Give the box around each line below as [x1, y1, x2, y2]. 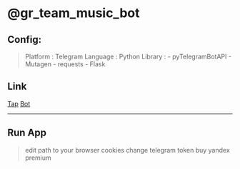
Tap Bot [7, 99, 31, 108]
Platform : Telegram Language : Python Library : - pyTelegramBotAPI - [24, 52, 232, 61]
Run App [7, 127, 47, 139]
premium [24, 153, 51, 162]
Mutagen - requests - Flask [24, 60, 106, 68]
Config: [7, 34, 41, 46]
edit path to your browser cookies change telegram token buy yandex [24, 145, 230, 154]
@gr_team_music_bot [7, 5, 140, 21]
